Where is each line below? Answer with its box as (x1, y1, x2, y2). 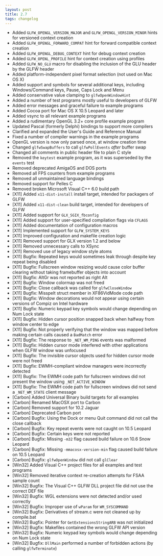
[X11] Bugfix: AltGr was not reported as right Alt (12, 275, 108, 280)
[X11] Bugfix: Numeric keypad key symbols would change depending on (12, 306, 157, 312)
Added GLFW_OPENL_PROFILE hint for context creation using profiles (12, 56, 145, 62)
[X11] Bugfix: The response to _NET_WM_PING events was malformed (12, 337, 146, 343)
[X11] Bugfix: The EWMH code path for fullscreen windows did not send (12, 384, 157, 390)
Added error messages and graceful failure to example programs (12, 102, 143, 108)
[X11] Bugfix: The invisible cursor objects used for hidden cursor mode (12, 353, 154, 358)
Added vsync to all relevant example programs (12, 113, 106, 119)
